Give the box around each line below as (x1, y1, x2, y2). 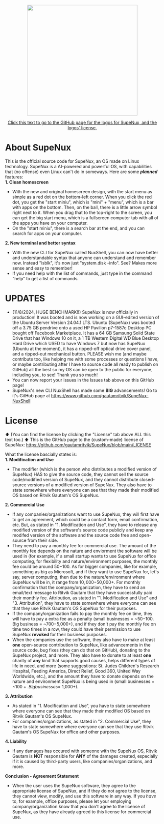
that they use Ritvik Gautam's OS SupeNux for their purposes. (12, 605, 137, 611)
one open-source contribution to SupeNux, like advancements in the (12, 642, 151, 647)
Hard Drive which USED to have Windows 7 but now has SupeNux (12, 340, 145, 346)
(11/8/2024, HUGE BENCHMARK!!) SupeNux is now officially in (12, 309, 138, 315)
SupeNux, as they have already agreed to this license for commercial (12, 809, 152, 815)
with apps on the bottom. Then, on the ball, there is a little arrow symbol (12, 204, 158, 210)
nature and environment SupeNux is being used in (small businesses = (12, 678, 155, 684)
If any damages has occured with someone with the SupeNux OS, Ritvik (12, 748, 158, 754)
